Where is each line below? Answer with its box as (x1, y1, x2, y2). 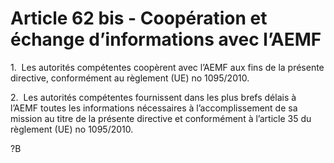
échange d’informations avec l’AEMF (10, 28, 322, 51)
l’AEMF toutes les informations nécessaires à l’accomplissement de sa (10, 102, 298, 114)
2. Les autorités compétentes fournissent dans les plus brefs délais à (10, 91, 297, 103)
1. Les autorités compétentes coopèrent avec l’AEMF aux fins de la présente (10, 61, 325, 73)
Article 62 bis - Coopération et (10, 7, 268, 30)
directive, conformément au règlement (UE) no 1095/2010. (10, 72, 250, 84)
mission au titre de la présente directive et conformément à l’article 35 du (10, 112, 312, 124)
